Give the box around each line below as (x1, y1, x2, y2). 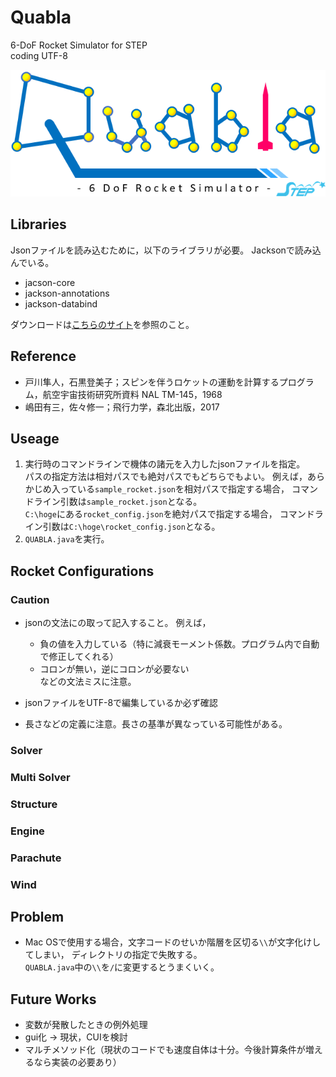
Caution (10, 592, 50, 606)
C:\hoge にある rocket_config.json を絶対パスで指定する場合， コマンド (24, 508, 315, 520)
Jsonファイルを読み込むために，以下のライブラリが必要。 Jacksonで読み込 (10, 244, 322, 256)
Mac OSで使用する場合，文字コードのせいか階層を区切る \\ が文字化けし (24, 936, 322, 948)
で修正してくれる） (39, 651, 119, 663)
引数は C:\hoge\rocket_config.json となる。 (42, 521, 221, 533)
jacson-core (24, 276, 76, 288)
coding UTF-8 (10, 49, 68, 61)
